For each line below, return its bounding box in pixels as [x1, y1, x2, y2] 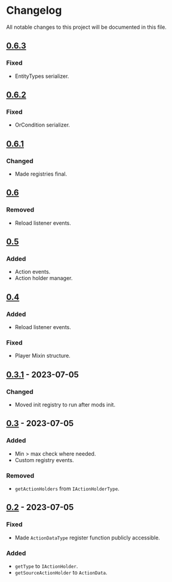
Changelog [6, 4, 62, 17]
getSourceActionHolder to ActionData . [14, 569, 107, 576]
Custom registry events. [14, 456, 74, 463]
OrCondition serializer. [14, 121, 70, 129]
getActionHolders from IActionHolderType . [14, 485, 119, 492]
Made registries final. [14, 170, 67, 177]
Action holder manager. [14, 275, 73, 282]
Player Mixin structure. [14, 352, 70, 360]
